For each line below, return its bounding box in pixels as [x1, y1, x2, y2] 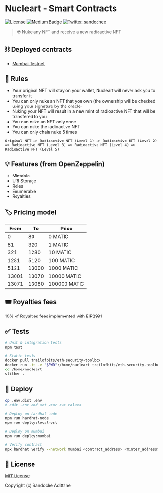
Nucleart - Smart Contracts [5, 3, 117, 14]
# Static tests [5, 353, 36, 358]
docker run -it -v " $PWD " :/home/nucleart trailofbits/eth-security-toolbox [5, 363, 162, 368]
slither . [5, 371, 25, 377]
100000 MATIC [48, 281, 84, 287]
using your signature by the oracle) [12, 103, 82, 109]
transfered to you [12, 113, 47, 119]
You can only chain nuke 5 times [12, 129, 77, 135]
